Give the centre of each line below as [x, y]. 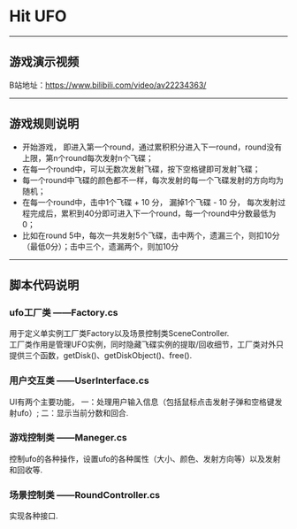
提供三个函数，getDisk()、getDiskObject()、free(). [101, 356]
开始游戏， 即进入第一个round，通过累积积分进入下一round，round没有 [152, 147]
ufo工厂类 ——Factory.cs [64, 312]
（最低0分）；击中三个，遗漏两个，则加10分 [100, 246]
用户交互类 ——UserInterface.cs [79, 380]
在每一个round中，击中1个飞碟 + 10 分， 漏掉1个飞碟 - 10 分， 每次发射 [150, 202]
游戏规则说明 [44, 124]
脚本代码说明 [44, 285]
